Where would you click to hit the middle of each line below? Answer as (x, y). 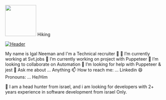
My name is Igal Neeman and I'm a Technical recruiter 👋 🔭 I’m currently (78, 54)
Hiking (44, 34)
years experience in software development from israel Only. (66, 92)
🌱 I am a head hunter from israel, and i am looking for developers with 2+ (80, 87)
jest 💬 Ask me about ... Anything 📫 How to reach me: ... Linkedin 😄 (74, 70)
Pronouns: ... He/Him (27, 77)
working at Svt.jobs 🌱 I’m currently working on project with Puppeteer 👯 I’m (82, 59)
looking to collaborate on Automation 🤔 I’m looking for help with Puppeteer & (83, 64)
